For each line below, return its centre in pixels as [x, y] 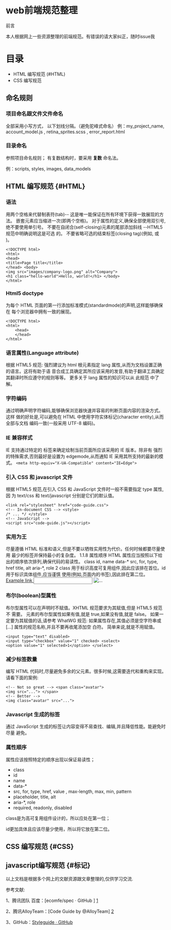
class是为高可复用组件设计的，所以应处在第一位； [58, 818]
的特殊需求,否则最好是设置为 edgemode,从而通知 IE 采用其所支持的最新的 [82, 456]
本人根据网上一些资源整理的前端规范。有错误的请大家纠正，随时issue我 [80, 36]
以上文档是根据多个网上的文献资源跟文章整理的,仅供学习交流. [70, 878]
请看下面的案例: [22, 677]
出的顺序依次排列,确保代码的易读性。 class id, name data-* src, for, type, [82, 562]
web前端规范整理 [42, 10]
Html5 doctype [25, 293]
